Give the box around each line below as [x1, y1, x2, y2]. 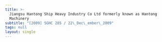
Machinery [9, 16, 29, 21]
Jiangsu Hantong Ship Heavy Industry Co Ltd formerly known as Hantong [9, 12, 158, 16]
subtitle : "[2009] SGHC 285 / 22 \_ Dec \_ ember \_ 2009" [5, 20, 114, 26]
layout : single [5, 29, 36, 34]
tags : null [5, 25, 27, 30]
